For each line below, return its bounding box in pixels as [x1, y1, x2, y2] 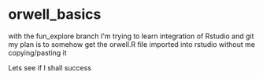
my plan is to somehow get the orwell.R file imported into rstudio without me [8, 39, 256, 48]
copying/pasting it [8, 48, 67, 57]
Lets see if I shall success [8, 63, 92, 72]
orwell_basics [8, 5, 102, 23]
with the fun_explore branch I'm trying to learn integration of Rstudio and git [8, 31, 254, 41]
